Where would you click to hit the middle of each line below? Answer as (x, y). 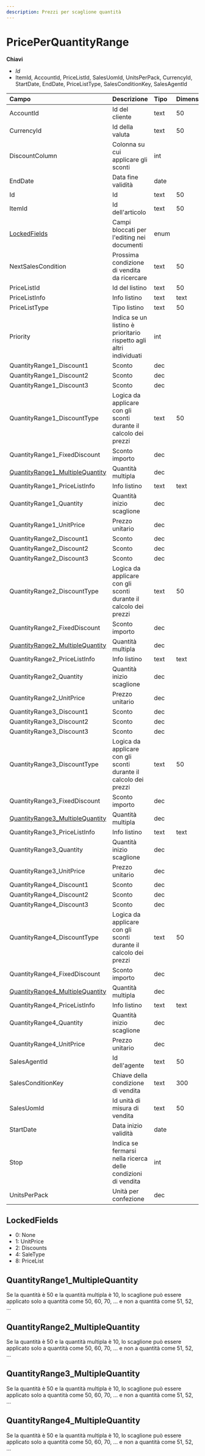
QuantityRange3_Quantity (46, 850)
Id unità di (126, 1100)
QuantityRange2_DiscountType (54, 591)
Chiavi (15, 59)
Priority (20, 336)
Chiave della (130, 1075)
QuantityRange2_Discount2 (49, 548)
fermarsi (124, 1150)
